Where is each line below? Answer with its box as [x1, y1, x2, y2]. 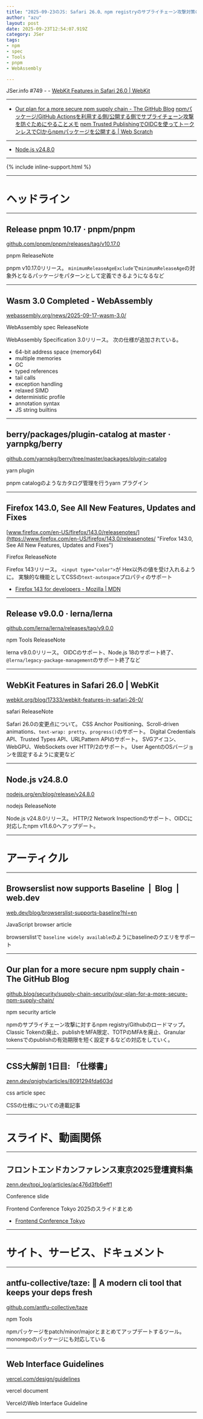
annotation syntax [14, 400, 60, 407]
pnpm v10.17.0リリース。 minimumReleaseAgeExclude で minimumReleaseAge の [6, 264, 190, 272]
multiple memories [14, 354, 62, 361]
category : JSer [6, 32, 45, 38]
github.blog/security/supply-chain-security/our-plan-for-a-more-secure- [6, 990, 188, 998]
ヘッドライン [6, 192, 71, 206]
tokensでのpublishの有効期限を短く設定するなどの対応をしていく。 [6, 1036, 173, 1043]
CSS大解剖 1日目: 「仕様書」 [6, 1061, 112, 1071]
